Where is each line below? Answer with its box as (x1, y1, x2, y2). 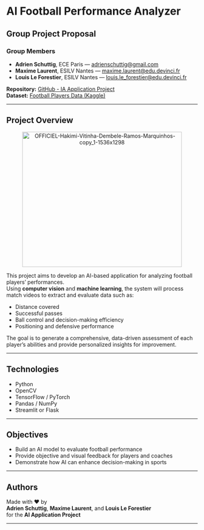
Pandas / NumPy (15, 400, 58, 407)
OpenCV (15, 387, 37, 394)
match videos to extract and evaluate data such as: (6, 291, 134, 299)
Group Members (6, 47, 56, 55)
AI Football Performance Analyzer (6, 4, 181, 18)
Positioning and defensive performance (15, 322, 114, 330)
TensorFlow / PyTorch (15, 393, 70, 400)
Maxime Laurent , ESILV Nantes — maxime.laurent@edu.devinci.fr (15, 67, 180, 74)
